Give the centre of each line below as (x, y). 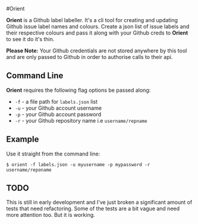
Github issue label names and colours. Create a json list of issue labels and (98, 27)
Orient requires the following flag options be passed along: (78, 90)
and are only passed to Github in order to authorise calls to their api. (89, 57)
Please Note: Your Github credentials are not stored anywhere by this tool (97, 51)
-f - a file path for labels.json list (56, 101)
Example (23, 139)
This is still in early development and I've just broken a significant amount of (99, 203)
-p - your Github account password (58, 114)
